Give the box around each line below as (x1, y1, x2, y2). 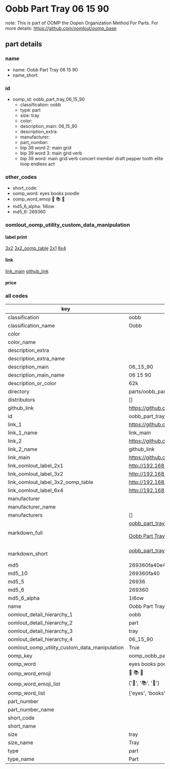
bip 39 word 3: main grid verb (20, 150, 82, 156)
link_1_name (8, 429, 38, 436)
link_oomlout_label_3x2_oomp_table (8, 479, 94, 486)
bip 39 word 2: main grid (20, 144, 72, 151)
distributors (8, 396, 35, 404)
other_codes (5, 173, 37, 180)
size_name (8, 739, 33, 746)
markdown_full (8, 529, 43, 536)
